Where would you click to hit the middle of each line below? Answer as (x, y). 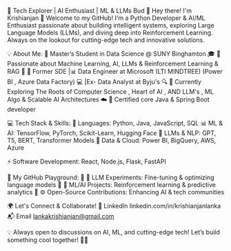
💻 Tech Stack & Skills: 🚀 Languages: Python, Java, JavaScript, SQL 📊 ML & (115, 123)
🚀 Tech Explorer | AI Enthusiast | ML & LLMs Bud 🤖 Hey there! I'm (100, 11)
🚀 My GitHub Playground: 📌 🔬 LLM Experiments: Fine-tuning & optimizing (111, 177)
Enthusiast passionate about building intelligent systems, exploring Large (111, 25)
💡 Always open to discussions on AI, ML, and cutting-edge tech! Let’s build (114, 232)
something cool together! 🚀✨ (48, 240)
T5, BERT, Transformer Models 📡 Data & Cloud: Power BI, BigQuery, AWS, (112, 140)
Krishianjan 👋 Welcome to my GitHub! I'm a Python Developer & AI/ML (106, 18)
